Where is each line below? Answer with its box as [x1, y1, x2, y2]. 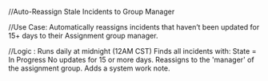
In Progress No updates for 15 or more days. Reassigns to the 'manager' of [8, 55, 254, 64]
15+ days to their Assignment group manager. [8, 31, 158, 40]
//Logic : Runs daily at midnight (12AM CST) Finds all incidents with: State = [8, 47, 257, 55]
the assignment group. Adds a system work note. [8, 63, 170, 73]
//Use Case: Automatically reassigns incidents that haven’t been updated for [8, 22, 260, 31]
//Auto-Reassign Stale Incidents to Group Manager [8, 7, 175, 16]
